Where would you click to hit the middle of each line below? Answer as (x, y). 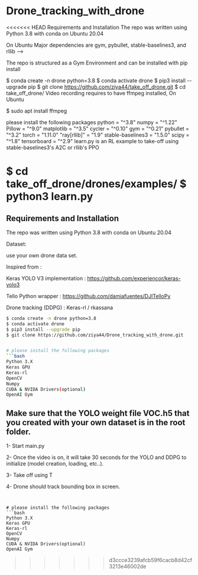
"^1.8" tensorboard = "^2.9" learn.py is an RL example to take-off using (92, 141)
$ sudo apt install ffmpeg (37, 111)
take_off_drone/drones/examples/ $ (96, 184)
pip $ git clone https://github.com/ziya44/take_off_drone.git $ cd (107, 86)
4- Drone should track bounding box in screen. (63, 487)
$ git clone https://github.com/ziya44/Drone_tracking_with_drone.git (95, 335)
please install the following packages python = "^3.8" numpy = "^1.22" (92, 122)
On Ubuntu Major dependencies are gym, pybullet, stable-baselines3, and (96, 45)
